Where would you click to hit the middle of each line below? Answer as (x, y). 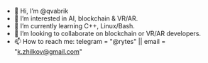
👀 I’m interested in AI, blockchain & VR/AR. (76, 18)
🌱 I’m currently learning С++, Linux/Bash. (74, 26)
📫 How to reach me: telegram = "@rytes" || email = (90, 41)
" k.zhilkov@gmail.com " (48, 52)
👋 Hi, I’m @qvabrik (41, 11)
